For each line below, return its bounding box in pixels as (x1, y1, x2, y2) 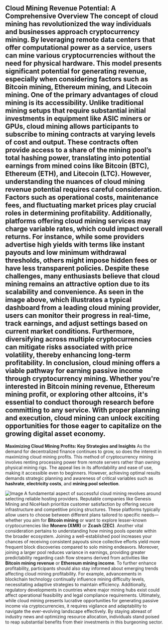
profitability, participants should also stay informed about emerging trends (5, 565, 158, 571)
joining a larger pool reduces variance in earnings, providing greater (5, 549, 146, 555)
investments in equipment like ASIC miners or (5, 114, 151, 123)
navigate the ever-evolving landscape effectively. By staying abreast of (5, 608, 152, 614)
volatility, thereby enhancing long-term (5, 351, 131, 360)
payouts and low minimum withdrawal (5, 248, 127, 257)
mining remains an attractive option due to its (5, 280, 150, 289)
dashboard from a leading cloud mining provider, (5, 304, 161, 312)
